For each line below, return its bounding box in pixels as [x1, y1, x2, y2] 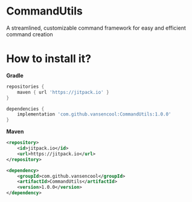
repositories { [6, 83, 45, 90]
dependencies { [6, 106, 45, 112]
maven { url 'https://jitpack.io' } [17, 89, 110, 95]
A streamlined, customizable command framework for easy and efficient [6, 24, 186, 31]
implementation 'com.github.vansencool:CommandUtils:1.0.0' [17, 111, 171, 117]
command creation [6, 30, 53, 37]
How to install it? [6, 52, 92, 66]
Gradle [6, 71, 24, 79]
